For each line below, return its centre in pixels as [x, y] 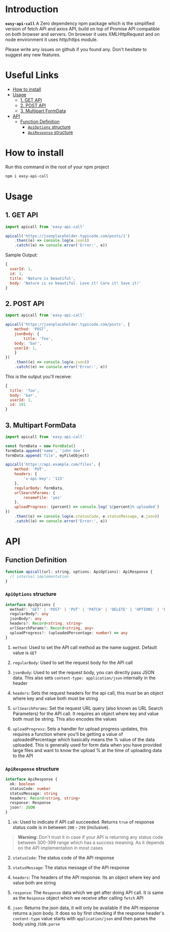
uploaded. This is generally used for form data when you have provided [87, 745]
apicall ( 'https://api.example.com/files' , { [53, 465]
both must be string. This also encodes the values [65, 719]
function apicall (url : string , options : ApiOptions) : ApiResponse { [79, 572]
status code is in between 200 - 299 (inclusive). [61, 828]
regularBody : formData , [39, 488]
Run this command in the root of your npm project [57, 167]
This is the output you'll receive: [39, 377]
